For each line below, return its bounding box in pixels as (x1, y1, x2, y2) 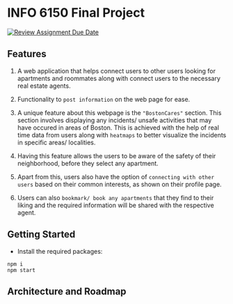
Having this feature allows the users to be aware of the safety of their (17, 151, 216, 160)
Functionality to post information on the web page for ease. (17, 95, 191, 103)
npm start (7, 266, 36, 273)
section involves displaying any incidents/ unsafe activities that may (17, 116, 212, 124)
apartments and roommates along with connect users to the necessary (17, 74, 221, 82)
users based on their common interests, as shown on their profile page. (17, 180, 222, 188)
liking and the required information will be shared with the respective (17, 201, 214, 209)
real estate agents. (17, 82, 71, 90)
